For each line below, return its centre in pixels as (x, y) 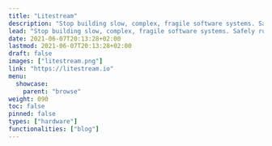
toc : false (27, 106)
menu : (17, 76)
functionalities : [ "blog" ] (54, 129)
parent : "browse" (52, 91)
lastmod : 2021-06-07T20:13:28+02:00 (70, 46)
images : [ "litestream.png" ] (56, 62)
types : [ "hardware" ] (43, 122)
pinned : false (32, 114)
